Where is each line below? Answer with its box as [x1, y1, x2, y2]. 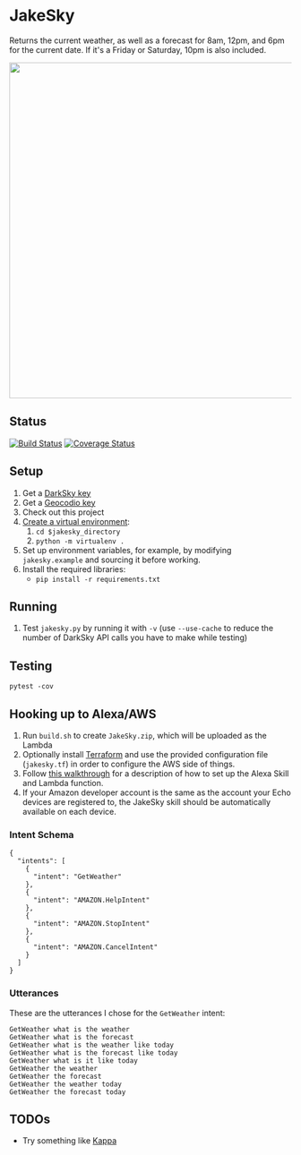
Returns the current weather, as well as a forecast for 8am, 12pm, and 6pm [9, 35, 285, 46]
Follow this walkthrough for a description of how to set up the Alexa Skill [21, 768, 289, 779]
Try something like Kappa [21, 1135, 117, 1146]
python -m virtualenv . [35, 536, 125, 546]
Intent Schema [9, 828, 74, 841]
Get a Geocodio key [21, 497, 96, 508]
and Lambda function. [21, 778, 104, 788]
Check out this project [21, 507, 105, 518]
